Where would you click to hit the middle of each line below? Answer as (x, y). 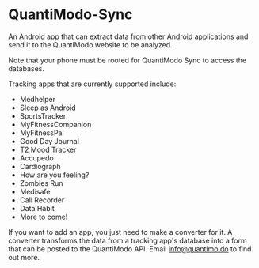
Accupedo (36, 158)
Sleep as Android (48, 108)
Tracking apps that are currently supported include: (92, 84)
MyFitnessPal (42, 133)
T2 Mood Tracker (48, 149)
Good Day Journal (49, 141)
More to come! (44, 217)
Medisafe (35, 191)
